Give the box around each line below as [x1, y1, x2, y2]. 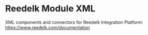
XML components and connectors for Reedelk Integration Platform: [5, 19, 143, 25]
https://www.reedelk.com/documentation [5, 24, 90, 30]
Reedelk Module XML [5, 3, 96, 14]
